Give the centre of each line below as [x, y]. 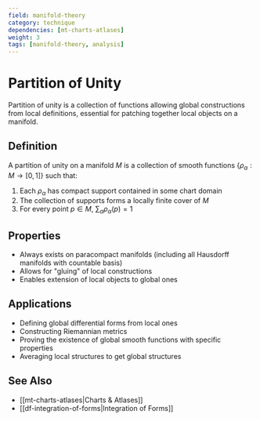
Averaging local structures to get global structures [100, 356]
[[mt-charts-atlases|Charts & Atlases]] [81, 400]
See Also [30, 381]
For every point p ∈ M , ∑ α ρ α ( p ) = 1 [76, 210]
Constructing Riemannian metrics [73, 331]
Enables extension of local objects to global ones [98, 280]
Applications [40, 304]
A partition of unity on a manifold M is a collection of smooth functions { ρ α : [130, 166]
